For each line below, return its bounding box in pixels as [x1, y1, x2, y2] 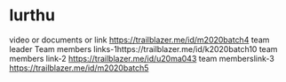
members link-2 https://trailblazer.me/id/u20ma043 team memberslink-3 [9, 53, 275, 63]
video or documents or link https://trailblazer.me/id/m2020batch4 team [9, 34, 270, 45]
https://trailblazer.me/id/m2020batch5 [9, 63, 149, 73]
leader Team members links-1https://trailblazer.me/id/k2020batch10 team [9, 43, 278, 54]
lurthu [9, 5, 56, 26]
